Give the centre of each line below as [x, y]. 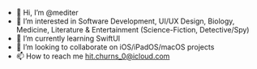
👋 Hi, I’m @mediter [47, 13]
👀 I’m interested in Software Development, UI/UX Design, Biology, [125, 21]
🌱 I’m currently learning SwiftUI [68, 38]
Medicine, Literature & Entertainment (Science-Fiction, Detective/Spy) [133, 30]
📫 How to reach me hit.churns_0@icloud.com [93, 56]
